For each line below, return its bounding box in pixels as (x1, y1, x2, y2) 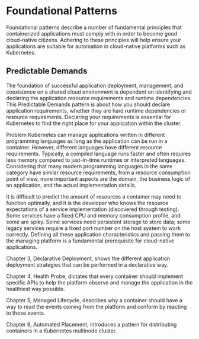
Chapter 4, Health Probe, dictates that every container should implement (6, 273, 184, 280)
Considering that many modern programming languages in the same (6, 162, 173, 170)
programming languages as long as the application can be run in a (6, 137, 168, 145)
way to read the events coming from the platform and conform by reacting (6, 303, 187, 310)
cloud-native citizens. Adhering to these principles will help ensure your (6, 36, 182, 43)
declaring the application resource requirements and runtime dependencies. (6, 94, 192, 101)
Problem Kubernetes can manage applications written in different (6, 131, 165, 138)
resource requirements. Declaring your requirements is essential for (6, 113, 171, 120)
